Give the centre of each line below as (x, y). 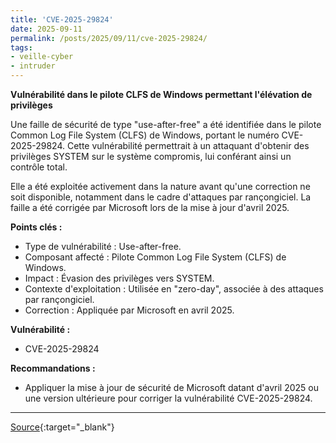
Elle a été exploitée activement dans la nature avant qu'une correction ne (160, 186)
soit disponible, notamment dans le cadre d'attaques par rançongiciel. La (161, 197)
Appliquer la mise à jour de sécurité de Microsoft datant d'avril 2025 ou (171, 387)
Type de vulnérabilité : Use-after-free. (103, 246)
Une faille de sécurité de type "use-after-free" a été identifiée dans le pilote (166, 124)
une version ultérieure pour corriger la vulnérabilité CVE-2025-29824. (168, 398)
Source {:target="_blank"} (62, 427)
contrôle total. (39, 167)
